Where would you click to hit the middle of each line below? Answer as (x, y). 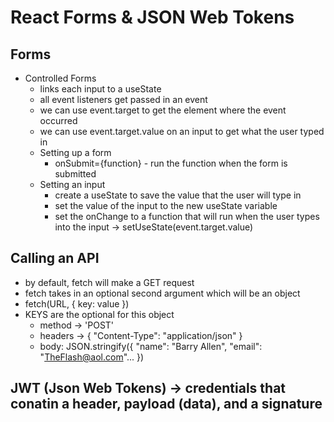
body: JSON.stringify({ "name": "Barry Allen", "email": (151, 346)
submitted (75, 174)
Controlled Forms (60, 78)
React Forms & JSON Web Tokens (152, 17)
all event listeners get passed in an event (123, 99)
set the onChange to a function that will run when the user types (187, 216)
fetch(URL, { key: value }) (77, 303)
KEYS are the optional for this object (99, 314)
